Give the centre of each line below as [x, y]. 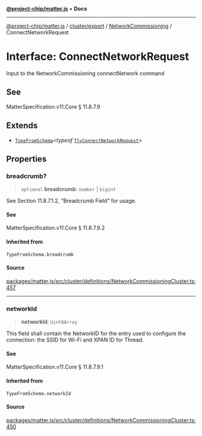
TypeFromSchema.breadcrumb [40, 254]
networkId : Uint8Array [49, 322]
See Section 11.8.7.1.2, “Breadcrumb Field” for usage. [71, 201]
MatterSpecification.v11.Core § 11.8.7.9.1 [55, 367]
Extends [22, 126]
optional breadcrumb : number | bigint [68, 189]
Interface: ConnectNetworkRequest [98, 57]
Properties [26, 159]
